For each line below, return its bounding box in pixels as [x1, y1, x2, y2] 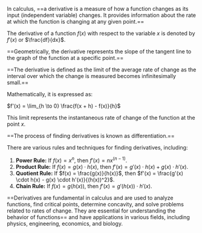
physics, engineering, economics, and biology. [7, 220, 123, 227]
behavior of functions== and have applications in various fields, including [7, 213, 190, 220]
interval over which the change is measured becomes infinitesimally [7, 73, 176, 79]
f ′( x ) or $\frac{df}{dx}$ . [7, 36, 66, 43]
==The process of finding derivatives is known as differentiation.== [7, 133, 175, 139]
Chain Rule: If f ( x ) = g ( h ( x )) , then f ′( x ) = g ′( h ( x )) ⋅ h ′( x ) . [15, 182, 153, 189]
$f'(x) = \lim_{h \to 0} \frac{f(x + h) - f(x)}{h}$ [7, 102, 121, 110]
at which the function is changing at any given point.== [7, 18, 145, 25]
